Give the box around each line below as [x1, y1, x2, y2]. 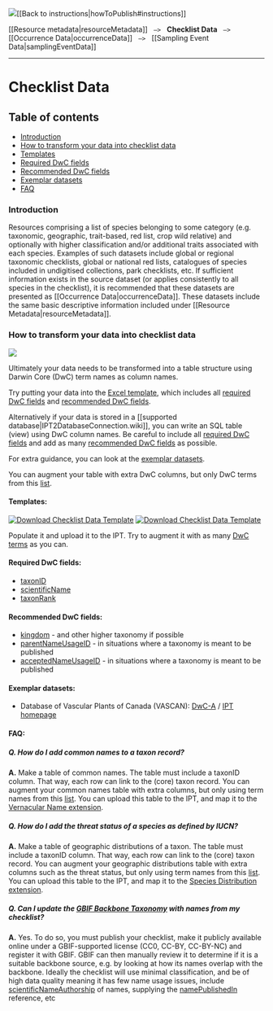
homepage [19, 710, 57, 720]
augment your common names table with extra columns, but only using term [8, 785, 264, 794]
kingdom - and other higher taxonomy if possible [19, 630, 184, 640]
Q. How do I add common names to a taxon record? [8, 747, 185, 757]
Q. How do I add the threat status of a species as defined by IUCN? [8, 821, 238, 830]
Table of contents [8, 110, 99, 124]
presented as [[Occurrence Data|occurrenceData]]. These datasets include [8, 291, 261, 301]
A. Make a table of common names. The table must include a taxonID [8, 768, 240, 777]
